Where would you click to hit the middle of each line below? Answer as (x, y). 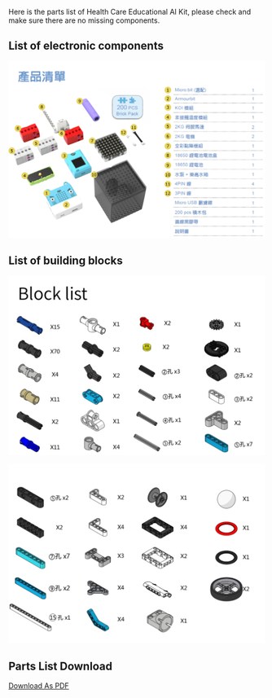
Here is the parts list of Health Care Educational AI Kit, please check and (129, 12)
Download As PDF (39, 686)
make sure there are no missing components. (84, 20)
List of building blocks (66, 261)
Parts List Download (60, 666)
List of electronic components (86, 46)
